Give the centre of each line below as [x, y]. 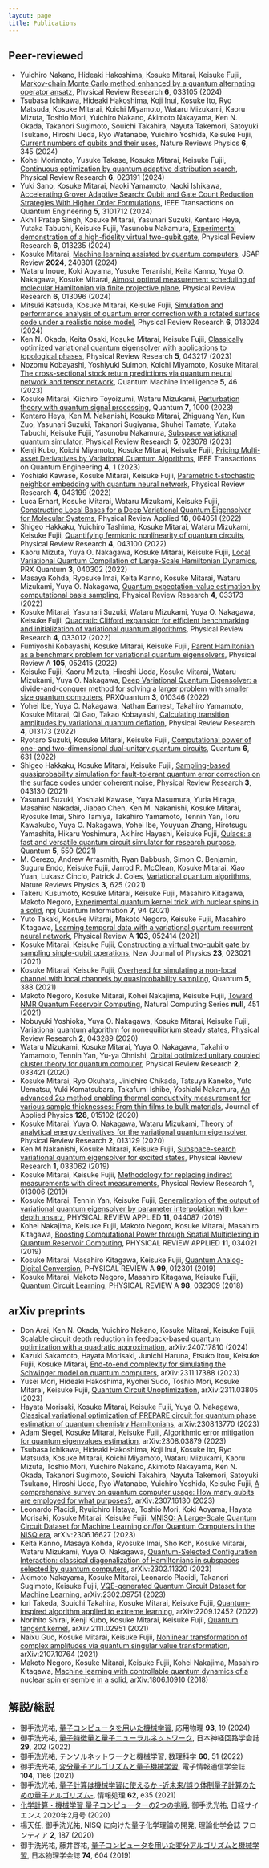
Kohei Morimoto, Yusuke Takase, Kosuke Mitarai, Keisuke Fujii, [123, 160]
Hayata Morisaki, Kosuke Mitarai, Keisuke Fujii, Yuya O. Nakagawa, [130, 1407]
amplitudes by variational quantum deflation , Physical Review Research [137, 723]
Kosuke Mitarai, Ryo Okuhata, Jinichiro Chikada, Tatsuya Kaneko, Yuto [136, 1081]
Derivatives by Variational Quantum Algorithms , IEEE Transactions [148, 459]
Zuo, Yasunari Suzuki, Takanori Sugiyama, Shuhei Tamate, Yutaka [128, 424]
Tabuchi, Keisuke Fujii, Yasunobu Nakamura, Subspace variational [128, 433]
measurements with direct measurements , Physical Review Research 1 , [137, 1184]
